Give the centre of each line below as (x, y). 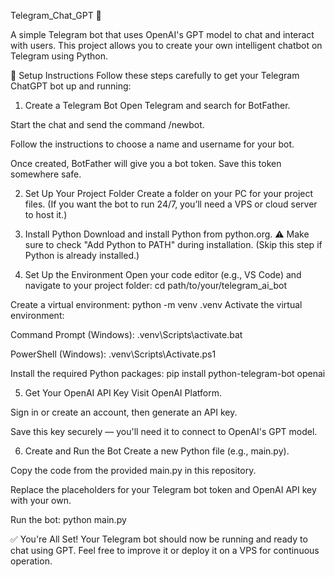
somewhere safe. (46, 174)
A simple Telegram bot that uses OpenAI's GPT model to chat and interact (162, 34)
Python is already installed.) (82, 255)
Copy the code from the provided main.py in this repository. (133, 470)
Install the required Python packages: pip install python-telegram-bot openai (168, 373)
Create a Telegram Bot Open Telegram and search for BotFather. (157, 105)
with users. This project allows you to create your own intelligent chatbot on (166, 45)
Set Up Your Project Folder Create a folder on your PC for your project (169, 193)
